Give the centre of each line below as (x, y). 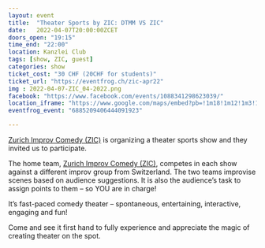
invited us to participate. (47, 148)
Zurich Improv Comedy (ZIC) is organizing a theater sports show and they (128, 140)
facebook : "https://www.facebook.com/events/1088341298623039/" (116, 96)
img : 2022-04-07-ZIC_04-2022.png (65, 89)
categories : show (37, 67)
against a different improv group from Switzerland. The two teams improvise (132, 172)
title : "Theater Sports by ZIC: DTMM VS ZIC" (86, 23)
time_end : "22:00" (38, 45)
